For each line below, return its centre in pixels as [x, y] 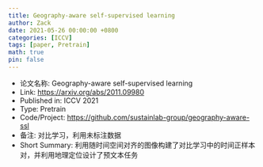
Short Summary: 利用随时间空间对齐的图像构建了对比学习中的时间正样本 [137, 145]
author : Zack [30, 23]
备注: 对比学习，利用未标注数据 [70, 135]
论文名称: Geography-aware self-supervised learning [106, 83]
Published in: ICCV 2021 [59, 101]
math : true [26, 52]
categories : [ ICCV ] [40, 38]
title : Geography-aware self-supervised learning [92, 15]
